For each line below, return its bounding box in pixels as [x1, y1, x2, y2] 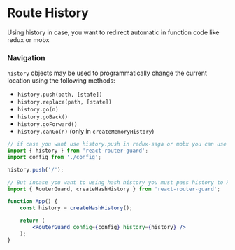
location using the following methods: [7, 76, 115, 85]
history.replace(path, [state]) [17, 99, 112, 106]
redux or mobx [7, 35, 50, 43]
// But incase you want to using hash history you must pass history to [7, 179, 224, 186]
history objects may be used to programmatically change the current [7, 69, 208, 78]
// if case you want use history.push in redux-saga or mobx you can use [7, 141, 227, 148]
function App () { [7, 198, 58, 205]
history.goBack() [17, 113, 69, 120]
